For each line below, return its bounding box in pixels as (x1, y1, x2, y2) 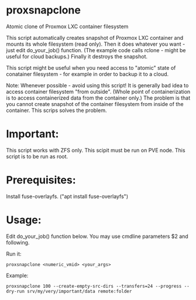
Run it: (6, 250, 22, 257)
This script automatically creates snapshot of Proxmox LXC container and (6, 34, 184, 41)
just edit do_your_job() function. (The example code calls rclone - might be (6, 46, 186, 53)
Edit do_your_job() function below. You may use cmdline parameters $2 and (6, 233, 188, 240)
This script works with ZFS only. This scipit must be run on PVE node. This (6, 146, 185, 154)
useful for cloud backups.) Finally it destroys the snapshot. (6, 53, 148, 60)
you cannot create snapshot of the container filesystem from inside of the (6, 100, 184, 107)
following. (6, 238, 30, 246)
